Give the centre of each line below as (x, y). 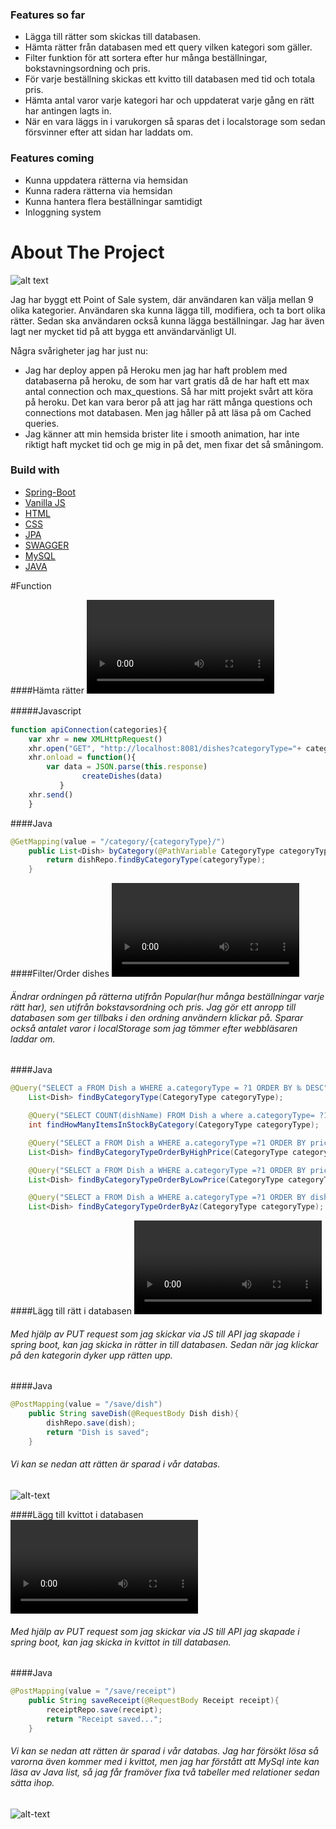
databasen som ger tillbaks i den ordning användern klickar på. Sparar (157, 1017)
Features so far (48, 15)
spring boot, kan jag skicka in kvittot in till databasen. (121, 1642)
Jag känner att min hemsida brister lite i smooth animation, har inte (162, 434)
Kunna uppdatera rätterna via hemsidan (106, 180)
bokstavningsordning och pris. (87, 69)
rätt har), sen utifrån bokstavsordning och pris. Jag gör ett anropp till (153, 1007)
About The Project (87, 252)
